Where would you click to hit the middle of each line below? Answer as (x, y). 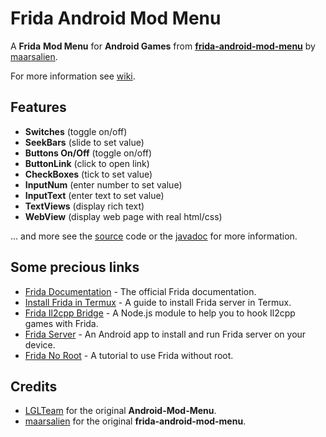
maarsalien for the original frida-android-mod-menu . (135, 421)
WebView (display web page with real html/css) (123, 216)
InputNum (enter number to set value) (103, 184)
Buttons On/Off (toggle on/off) (88, 153)
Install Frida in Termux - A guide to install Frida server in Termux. (158, 302)
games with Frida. (61, 323)
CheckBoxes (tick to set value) (88, 174)
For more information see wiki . (73, 76)
